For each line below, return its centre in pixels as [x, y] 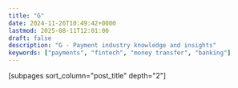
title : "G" [26, 16]
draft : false [30, 38]
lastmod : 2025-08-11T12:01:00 [59, 30]
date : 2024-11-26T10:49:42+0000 [62, 23]
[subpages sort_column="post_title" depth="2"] [87, 76]
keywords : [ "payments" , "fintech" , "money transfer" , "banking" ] [120, 53]
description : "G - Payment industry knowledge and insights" [113, 46]
